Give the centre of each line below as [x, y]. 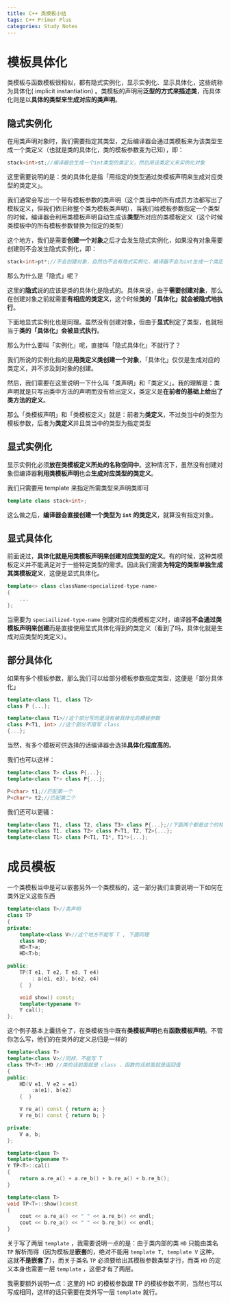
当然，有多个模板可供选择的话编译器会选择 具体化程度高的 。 [91, 745]
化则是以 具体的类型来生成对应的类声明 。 [64, 99]
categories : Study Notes [42, 26]
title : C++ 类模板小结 [37, 13]
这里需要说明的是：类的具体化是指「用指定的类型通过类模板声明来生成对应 [112, 177]
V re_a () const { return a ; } [63, 1109]
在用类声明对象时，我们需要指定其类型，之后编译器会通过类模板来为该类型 [112, 141]
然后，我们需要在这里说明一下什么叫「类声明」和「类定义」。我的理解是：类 [114, 383]
